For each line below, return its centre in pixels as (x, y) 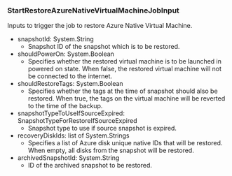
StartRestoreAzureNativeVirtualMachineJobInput (94, 10)
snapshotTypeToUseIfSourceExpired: (71, 113)
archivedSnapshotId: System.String (68, 158)
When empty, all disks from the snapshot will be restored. (111, 151)
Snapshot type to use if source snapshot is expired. (102, 129)
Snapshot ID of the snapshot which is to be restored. (104, 47)
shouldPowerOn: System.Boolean (66, 54)
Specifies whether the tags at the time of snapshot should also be (123, 91)
